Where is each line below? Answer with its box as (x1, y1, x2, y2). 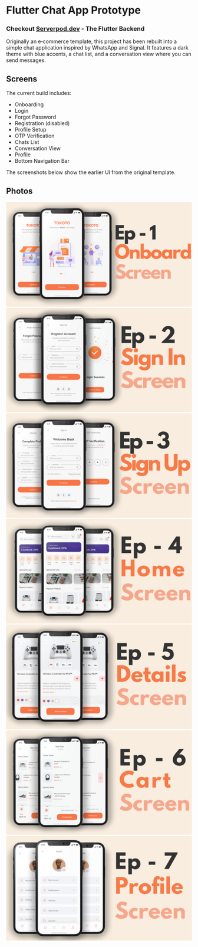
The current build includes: (6, 90, 72, 97)
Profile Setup (14, 126, 47, 133)
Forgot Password (14, 113, 57, 121)
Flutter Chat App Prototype (6, 4, 141, 17)
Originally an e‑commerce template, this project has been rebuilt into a (6, 38, 177, 45)
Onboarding (14, 101, 44, 108)
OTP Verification (14, 132, 55, 139)
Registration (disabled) (14, 120, 70, 127)
